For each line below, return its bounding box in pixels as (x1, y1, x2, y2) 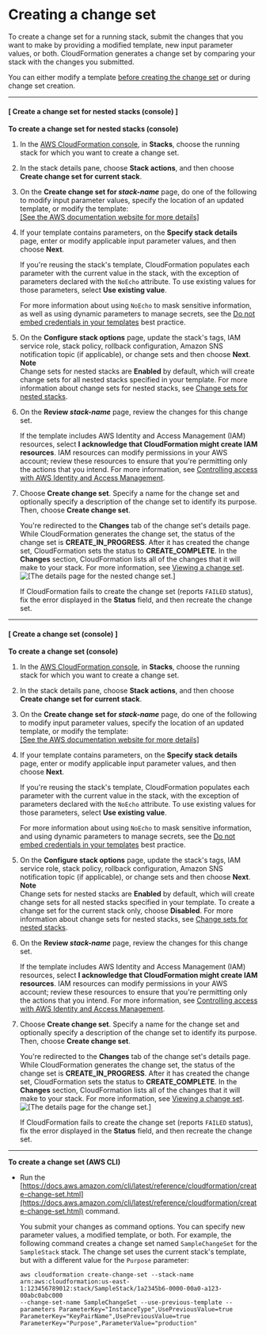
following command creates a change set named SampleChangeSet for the (19, 1239, 257, 1249)
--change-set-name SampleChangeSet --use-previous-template (19, 1299, 222, 1306)
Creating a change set (8, 6, 157, 24)
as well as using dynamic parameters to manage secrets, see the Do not (19, 309, 256, 319)
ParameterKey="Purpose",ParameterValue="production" (19, 1319, 198, 1328)
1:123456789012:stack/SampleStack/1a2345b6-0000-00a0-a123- (19, 1285, 222, 1293)
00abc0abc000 (19, 1291, 63, 1300)
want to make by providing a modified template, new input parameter (8, 40, 234, 49)
